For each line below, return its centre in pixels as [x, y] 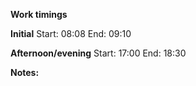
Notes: [25, 72]
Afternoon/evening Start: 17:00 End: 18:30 [98, 53]
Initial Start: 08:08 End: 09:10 [71, 33]
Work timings [39, 14]
